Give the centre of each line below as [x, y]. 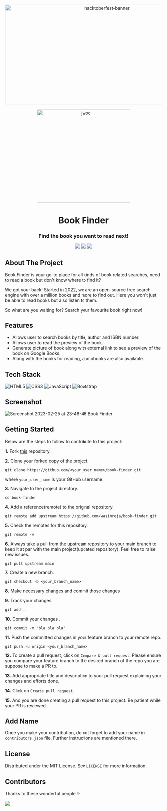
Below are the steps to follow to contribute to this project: [64, 441]
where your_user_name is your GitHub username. [54, 479]
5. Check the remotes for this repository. [47, 525]
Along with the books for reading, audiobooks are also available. [78, 359]
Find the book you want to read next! [83, 236]
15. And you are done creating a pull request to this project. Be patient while [83, 700]
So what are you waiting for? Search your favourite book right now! [74, 310]
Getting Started [30, 430]
